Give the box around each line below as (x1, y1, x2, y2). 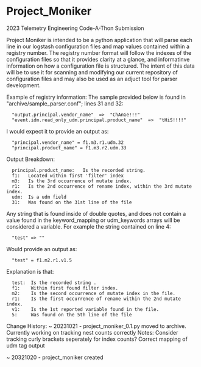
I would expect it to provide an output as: (6, 127, 109, 135)
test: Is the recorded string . (12, 279, 97, 286)
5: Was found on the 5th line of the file (12, 312, 132, 318)
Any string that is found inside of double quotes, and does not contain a (6, 210, 186, 217)
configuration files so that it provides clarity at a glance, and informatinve (6, 55, 190, 63)
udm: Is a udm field (12, 194, 67, 200)
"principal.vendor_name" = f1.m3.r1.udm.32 (12, 139, 124, 146)
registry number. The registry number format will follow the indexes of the (6, 49, 192, 56)
